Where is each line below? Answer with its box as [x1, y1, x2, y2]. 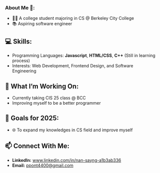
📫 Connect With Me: [5, 142, 70, 150]
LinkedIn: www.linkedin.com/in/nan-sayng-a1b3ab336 [12, 157, 121, 163]
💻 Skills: [5, 37, 32, 46]
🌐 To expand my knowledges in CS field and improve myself [12, 127, 133, 133]
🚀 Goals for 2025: [5, 114, 59, 123]
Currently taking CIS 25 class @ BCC [12, 94, 86, 101]
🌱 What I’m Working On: [5, 82, 79, 90]
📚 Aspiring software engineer [12, 21, 73, 27]
